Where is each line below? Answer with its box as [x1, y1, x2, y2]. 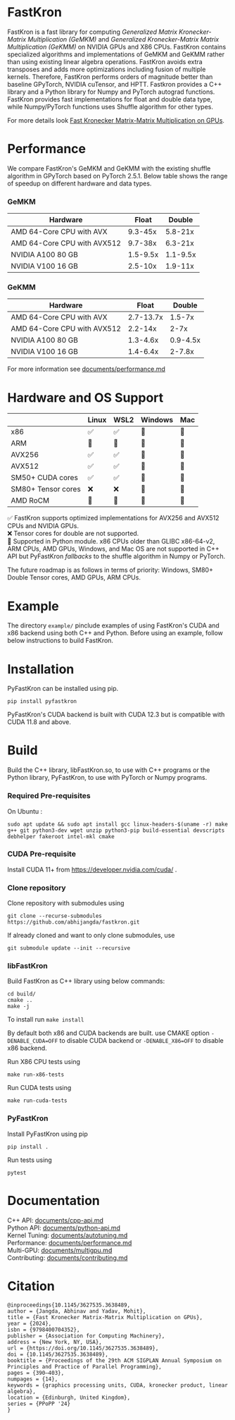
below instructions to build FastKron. [7, 636, 114, 645]
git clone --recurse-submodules [7, 912, 102, 920]
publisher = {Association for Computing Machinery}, [7, 1332, 165, 1340]
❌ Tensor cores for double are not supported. [7, 530, 139, 538]
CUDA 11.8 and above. [7, 718, 72, 726]
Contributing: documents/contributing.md [7, 1253, 128, 1262]
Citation [7, 1278, 55, 1294]
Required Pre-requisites [7, 791, 91, 801]
